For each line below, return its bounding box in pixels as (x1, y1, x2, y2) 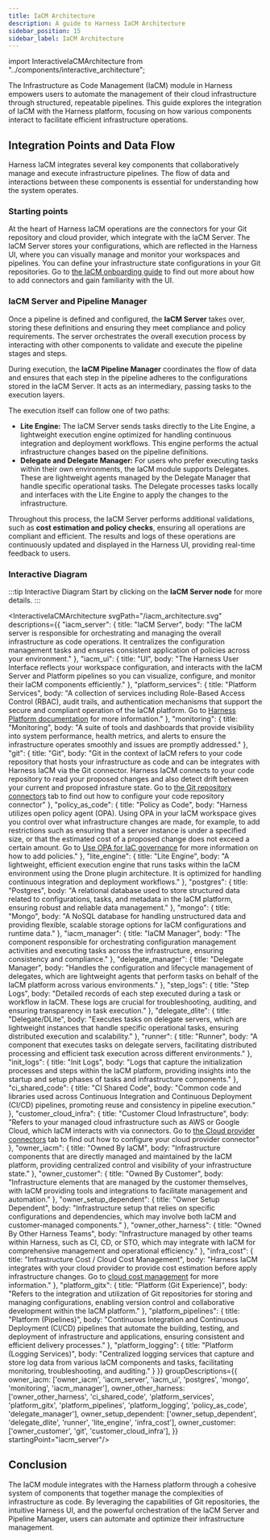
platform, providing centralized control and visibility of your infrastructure (8, 1160, 252, 1169)
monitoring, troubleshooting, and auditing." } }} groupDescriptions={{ (8, 1366, 238, 1375)
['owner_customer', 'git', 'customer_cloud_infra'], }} (8, 1426, 179, 1436)
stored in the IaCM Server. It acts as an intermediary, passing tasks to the (8, 381, 252, 391)
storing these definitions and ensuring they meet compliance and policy (8, 322, 247, 332)
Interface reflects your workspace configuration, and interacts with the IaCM (8, 662, 263, 672)
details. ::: (8, 595, 41, 605)
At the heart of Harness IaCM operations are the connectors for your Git (8, 224, 247, 234)
